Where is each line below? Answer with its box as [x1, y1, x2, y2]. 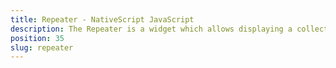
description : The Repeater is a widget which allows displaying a [10, 24, 293, 34]
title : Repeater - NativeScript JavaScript [10, 14, 195, 25]
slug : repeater [10, 42, 74, 53]
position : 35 [10, 33, 65, 43]
